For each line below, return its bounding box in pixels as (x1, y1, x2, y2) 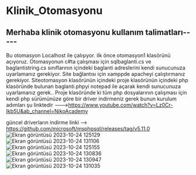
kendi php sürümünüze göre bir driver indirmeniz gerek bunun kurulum (6, 95, 177, 102)
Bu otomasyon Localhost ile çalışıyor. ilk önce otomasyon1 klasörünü (6, 52, 171, 59)
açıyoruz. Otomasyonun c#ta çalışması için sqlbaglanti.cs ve (6, 58, 152, 65)
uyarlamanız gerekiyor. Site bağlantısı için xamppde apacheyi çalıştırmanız (6, 71, 185, 77)
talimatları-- (145, 27, 190, 37)
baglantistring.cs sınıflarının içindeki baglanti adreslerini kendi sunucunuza (6, 64, 185, 71)
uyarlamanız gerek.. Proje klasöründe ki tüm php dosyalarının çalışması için (6, 89, 187, 96)
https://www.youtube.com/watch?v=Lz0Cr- (68, 101, 173, 108)
